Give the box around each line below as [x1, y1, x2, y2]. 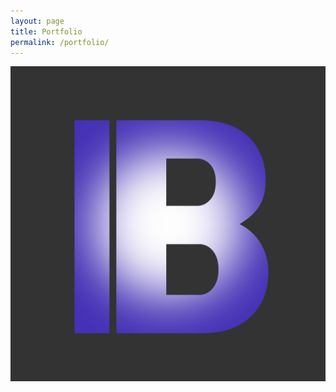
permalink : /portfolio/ [10, 37, 110, 47]
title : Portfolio [10, 26, 83, 37]
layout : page [10, 16, 65, 26]
